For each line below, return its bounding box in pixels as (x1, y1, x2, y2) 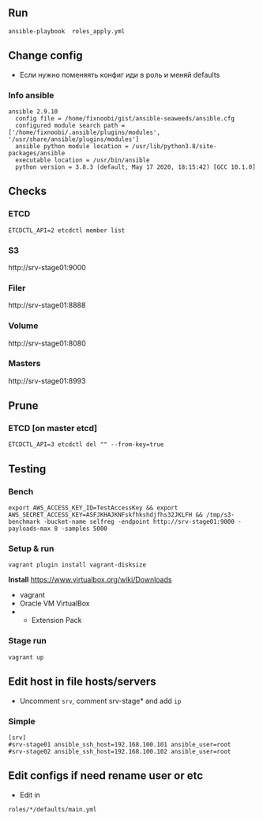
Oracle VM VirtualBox (19, 598, 90, 609)
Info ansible (8, 90, 54, 101)
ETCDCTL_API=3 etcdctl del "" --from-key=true (8, 441, 164, 449)
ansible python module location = (15, 142, 129, 150)
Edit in (19, 790, 41, 800)
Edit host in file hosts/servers (8, 675, 156, 689)
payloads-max (8, 525, 51, 533)
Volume (8, 320, 39, 331)
